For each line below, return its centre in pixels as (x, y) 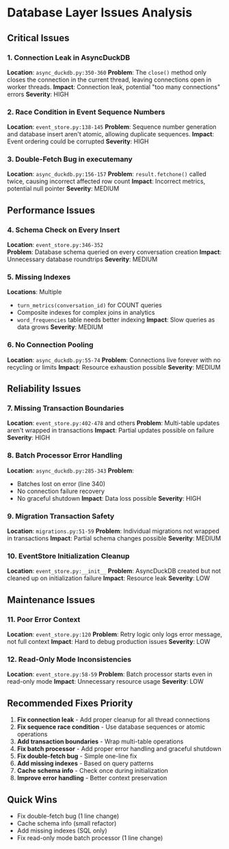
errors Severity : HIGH (38, 94)
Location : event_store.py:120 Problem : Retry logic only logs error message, (115, 634)
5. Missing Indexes (39, 277)
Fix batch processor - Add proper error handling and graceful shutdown (119, 749)
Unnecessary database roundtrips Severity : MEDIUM (82, 259)
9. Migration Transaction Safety (61, 516)
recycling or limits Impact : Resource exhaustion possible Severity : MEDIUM (114, 367)
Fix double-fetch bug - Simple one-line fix (77, 756)
